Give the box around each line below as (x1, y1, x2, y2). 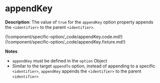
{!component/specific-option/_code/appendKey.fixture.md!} (5, 39, 126, 44)
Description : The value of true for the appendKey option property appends (5, 19, 154, 25)
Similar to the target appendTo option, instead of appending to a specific (12, 63, 156, 69)
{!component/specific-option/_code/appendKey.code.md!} (5, 34, 123, 40)
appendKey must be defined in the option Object (12, 58, 107, 63)
